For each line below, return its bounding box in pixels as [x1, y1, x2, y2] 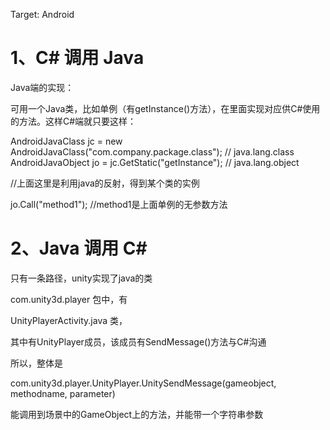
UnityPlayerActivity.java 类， [10, 314, 128, 326]
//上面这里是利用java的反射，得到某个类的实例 [10, 177, 200, 189]
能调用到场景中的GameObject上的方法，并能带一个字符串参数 [10, 408, 264, 420]
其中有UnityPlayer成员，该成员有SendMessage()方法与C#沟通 [10, 335, 267, 348]
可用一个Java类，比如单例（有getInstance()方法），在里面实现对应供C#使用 [10, 102, 321, 114]
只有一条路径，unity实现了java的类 [10, 272, 153, 284]
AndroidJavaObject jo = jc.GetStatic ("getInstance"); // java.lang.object [10, 156, 300, 168]
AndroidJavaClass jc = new [10, 135, 123, 147]
